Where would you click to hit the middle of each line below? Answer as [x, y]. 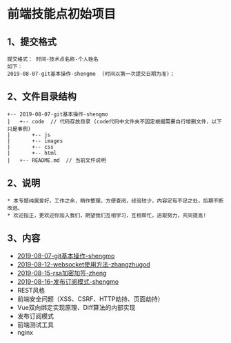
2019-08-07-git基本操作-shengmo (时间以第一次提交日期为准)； [91, 74]
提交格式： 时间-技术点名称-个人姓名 [53, 59]
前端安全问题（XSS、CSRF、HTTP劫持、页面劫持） [90, 299]
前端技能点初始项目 [62, 14]
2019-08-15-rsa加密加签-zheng [62, 273]
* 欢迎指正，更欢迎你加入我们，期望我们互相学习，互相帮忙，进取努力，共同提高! [107, 215]
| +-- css [30, 147]
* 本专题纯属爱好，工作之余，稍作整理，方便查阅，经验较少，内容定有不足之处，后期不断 [115, 200]
